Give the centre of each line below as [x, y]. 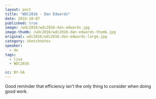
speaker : [14, 46]
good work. [16, 91]
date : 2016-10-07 [23, 18]
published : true [21, 23]
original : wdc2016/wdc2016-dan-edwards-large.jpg [56, 37]
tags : [10, 55]
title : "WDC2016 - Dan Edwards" [38, 14]
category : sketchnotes [28, 41]
